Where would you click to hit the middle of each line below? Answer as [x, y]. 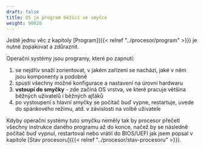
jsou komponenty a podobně [51, 77]
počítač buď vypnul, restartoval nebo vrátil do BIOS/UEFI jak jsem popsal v [100, 133]
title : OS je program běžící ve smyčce [57, 18]
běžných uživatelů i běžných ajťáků [59, 96]
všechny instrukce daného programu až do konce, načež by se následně [97, 127]
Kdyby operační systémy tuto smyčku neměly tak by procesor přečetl [93, 121]
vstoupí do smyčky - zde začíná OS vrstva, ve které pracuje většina [101, 90]
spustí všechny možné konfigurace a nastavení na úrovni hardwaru [99, 83]
